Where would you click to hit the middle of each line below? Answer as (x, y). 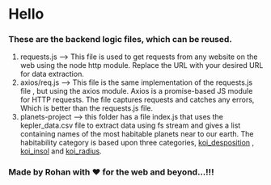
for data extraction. (52, 74)
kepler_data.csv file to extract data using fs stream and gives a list (130, 125)
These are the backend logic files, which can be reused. (121, 40)
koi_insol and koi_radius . (61, 151)
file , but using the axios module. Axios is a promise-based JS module (136, 91)
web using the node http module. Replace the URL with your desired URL (142, 65)
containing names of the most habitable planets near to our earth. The (137, 134)
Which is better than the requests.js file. (87, 108)
